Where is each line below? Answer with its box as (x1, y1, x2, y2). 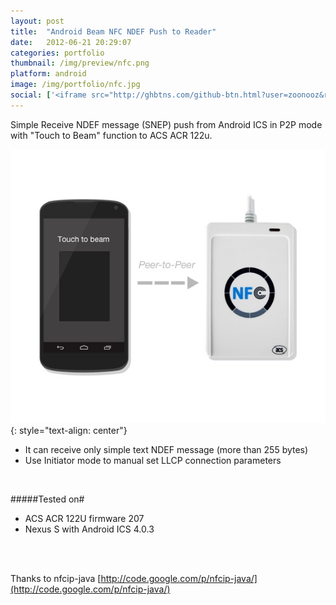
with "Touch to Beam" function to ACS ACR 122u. (10, 129, 213, 141)
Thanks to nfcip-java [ (10, 573, 102, 584)
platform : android (10, 69, 87, 79)
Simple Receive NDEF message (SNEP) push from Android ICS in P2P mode (10, 118, 323, 130)
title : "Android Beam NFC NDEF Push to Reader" (10, 26, 217, 37)
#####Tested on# (10, 493, 85, 505)
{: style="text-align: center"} (10, 425, 128, 436)
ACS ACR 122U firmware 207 (24, 513, 145, 524)
